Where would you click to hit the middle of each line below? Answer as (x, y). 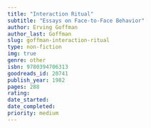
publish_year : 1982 (36, 80)
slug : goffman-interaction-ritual (59, 41)
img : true (22, 54)
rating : (19, 93)
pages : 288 (24, 87)
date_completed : (31, 107)
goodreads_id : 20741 (38, 73)
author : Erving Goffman (43, 27)
